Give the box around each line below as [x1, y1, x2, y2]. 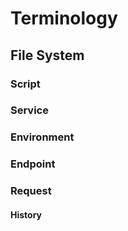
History [10, 208, 43, 221]
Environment [10, 130, 75, 144]
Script [10, 77, 41, 91]
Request [10, 184, 52, 198]
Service [10, 103, 49, 117]
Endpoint [10, 157, 56, 171]
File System [10, 47, 85, 64]
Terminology [10, 7, 118, 30]
